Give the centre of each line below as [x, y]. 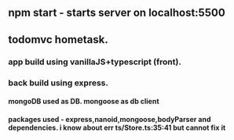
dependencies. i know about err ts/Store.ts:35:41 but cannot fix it [117, 127]
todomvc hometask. [58, 39]
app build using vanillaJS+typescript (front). [95, 62]
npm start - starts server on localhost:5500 [117, 13]
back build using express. [58, 83]
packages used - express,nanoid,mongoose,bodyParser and [110, 119]
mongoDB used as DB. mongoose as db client [84, 102]
